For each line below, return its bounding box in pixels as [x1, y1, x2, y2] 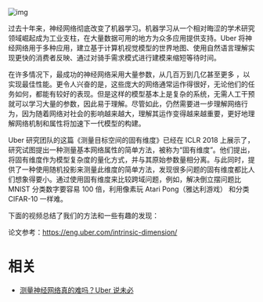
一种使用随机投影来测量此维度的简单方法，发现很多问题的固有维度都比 [21, 165, 248, 174]
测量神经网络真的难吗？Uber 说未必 [19, 285, 135, 294]
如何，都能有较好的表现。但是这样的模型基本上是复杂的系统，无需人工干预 [14, 89, 255, 98]
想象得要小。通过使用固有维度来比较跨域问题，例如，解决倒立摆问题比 [14, 175, 241, 184]
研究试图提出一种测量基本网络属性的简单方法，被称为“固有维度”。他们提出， [8, 145, 254, 155]
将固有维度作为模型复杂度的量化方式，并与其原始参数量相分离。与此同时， [8, 155, 248, 164]
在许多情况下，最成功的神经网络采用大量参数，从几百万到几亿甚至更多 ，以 [8, 70, 250, 78]
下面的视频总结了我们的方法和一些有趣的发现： [8, 211, 159, 220]
